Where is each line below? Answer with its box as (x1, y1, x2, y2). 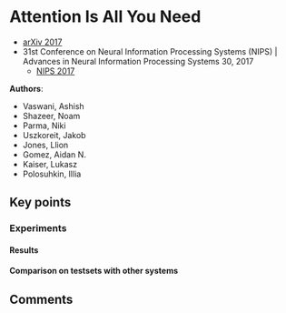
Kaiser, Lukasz (22, 158, 78, 169)
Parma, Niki (22, 120, 66, 131)
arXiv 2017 (22, 36, 63, 47)
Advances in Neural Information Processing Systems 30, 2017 (22, 56, 254, 66)
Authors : (9, 83, 44, 94)
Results (9, 244, 39, 256)
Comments (9, 291, 74, 307)
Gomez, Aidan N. (22, 148, 86, 160)
